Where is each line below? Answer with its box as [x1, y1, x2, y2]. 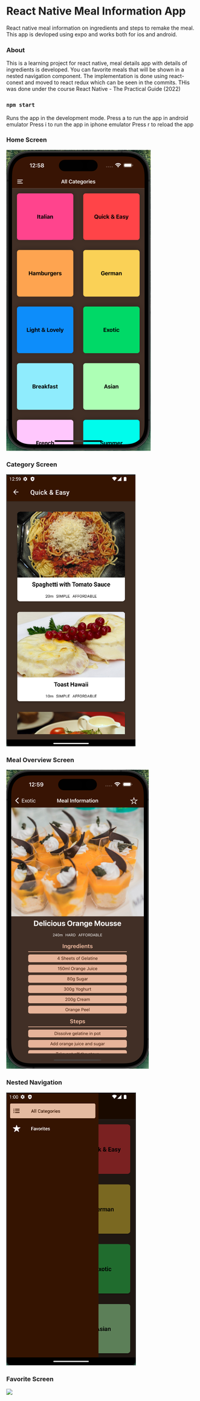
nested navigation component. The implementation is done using [6, 73, 168, 80]
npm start [6, 102, 35, 108]
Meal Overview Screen [6, 756, 74, 764]
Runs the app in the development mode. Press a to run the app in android [6, 114, 189, 122]
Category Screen [6, 460, 57, 469]
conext [6, 79, 24, 86]
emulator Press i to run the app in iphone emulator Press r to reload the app [6, 120, 194, 128]
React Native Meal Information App [6, 4, 186, 18]
